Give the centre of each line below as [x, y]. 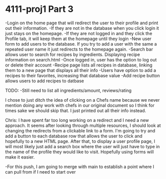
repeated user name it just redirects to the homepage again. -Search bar [79, 49]
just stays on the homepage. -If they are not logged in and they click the [79, 33]
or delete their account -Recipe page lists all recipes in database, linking [79, 65]
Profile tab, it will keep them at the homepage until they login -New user [78, 39]
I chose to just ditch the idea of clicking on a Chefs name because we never [83, 100]
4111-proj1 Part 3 [39, 9]
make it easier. [20, 157]
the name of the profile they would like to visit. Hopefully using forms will [80, 152]
